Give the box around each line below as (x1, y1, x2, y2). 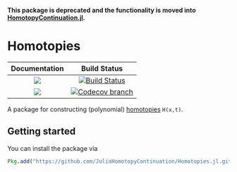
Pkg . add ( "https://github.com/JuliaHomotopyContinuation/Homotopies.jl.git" (7, 158, 235, 165)
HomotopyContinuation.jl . (7, 13, 86, 22)
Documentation (11, 63, 65, 73)
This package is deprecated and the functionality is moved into (7, 6, 196, 14)
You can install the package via (7, 144, 98, 152)
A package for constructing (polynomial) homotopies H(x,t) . (7, 105, 183, 113)
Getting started (7, 125, 76, 137)
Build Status (80, 63, 123, 73)
